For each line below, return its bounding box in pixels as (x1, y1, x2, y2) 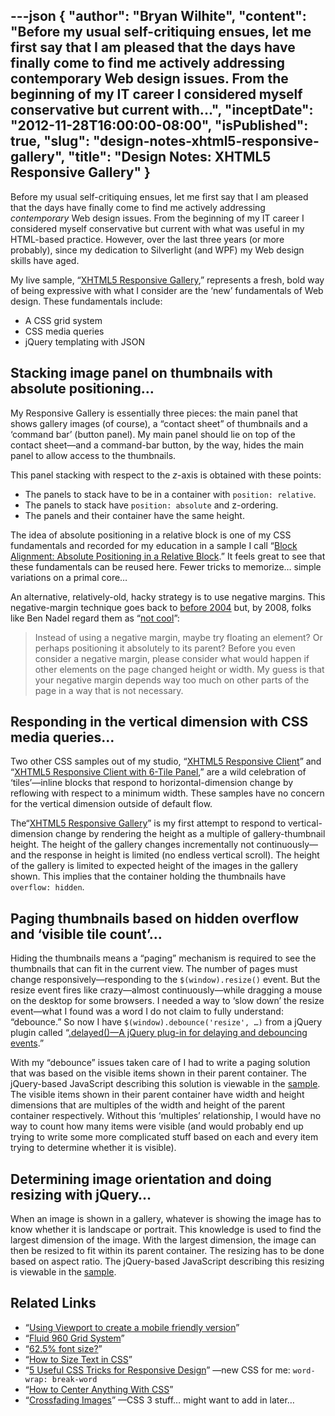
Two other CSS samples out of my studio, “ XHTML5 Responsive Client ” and (10, 755, 322, 768)
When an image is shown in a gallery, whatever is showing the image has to (10, 1213, 322, 1225)
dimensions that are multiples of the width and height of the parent (10, 1099, 286, 1111)
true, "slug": (10, 133, 90, 150)
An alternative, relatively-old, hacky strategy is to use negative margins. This (10, 590, 326, 603)
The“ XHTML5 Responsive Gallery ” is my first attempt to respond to (10, 817, 287, 829)
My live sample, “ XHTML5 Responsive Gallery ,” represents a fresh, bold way (10, 274, 325, 286)
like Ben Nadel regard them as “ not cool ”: (10, 612, 180, 624)
